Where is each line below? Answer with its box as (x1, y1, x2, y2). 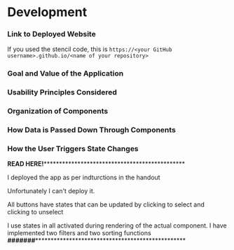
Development (7, 4, 88, 20)
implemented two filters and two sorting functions (7, 229, 152, 237)
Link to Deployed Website (7, 29, 96, 39)
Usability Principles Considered (7, 88, 118, 97)
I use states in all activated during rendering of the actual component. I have (7, 221, 227, 230)
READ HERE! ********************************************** (7, 160, 186, 168)
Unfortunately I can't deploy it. (7, 187, 95, 195)
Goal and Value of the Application (7, 69, 124, 78)
